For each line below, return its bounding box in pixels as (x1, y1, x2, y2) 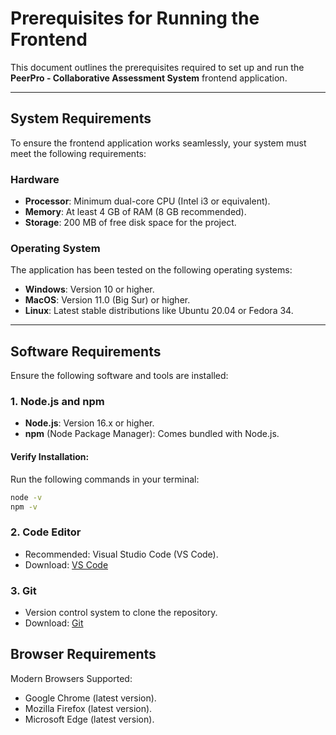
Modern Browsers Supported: (10, 672, 133, 684)
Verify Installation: (10, 451, 90, 463)
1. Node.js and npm (10, 395, 105, 409)
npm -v (10, 502, 38, 512)
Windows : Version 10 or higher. (24, 283, 155, 296)
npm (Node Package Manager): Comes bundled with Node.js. (24, 428, 280, 440)
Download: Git (24, 617, 84, 629)
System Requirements (10, 110, 152, 127)
